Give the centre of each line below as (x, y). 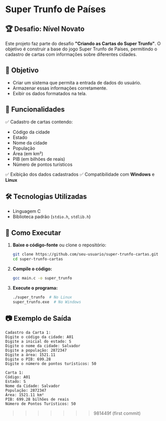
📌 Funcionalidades (35, 110)
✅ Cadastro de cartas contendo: (39, 122)
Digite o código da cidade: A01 (39, 337)
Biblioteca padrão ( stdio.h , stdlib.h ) (52, 217)
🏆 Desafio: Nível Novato (45, 29)
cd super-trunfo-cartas (38, 259)
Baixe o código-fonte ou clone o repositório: (59, 245)
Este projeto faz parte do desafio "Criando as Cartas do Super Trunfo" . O (83, 44)
